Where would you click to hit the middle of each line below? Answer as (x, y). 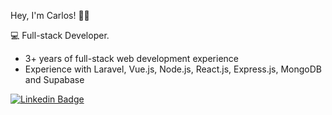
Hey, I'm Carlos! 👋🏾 (50, 15)
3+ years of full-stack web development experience (131, 58)
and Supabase (54, 79)
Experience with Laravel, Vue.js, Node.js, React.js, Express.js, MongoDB (173, 69)
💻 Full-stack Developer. (60, 35)
